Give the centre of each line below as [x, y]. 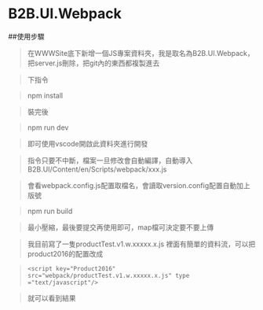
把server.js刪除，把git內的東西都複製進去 [93, 63]
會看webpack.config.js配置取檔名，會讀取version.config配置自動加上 [139, 185]
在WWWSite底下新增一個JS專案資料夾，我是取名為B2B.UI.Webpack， [141, 53]
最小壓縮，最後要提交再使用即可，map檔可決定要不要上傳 [121, 227]
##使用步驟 [26, 36]
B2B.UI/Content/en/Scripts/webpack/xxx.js [97, 169]
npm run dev [48, 127]
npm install [45, 95]
